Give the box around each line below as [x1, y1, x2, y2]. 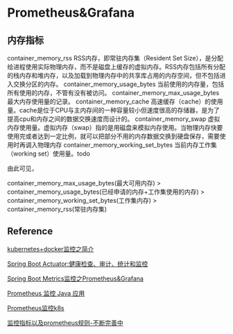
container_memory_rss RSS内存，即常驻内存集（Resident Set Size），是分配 [7, 54, 224, 62]
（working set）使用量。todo [7, 149, 90, 158]
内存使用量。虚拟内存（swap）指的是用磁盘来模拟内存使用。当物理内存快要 [7, 124, 223, 131]
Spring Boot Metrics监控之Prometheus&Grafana [7, 274, 144, 283]
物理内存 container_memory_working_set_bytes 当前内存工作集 [37, 141, 217, 149]
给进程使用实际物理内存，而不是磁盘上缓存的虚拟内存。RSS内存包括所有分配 [7, 62, 225, 71]
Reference [7, 226, 53, 237]
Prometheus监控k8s [7, 303, 64, 312]
